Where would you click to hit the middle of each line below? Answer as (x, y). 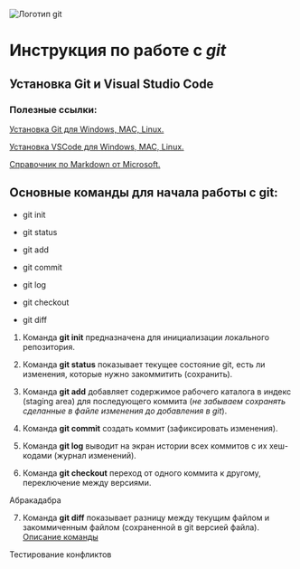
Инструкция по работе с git (118, 51)
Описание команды (61, 536)
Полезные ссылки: (53, 109)
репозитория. (48, 346)
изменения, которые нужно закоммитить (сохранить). (127, 374)
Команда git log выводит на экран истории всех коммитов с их (145, 446)
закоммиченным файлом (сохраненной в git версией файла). (141, 527)
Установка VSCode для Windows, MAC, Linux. (97, 147)
